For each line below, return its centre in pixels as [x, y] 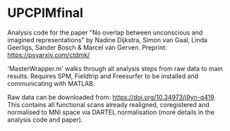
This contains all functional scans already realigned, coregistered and [108, 104]
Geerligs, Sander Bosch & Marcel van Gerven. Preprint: [87, 47]
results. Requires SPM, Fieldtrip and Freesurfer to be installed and [103, 76]
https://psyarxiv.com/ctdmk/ [49, 55]
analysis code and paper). [45, 119]
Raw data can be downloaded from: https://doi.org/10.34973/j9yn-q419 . [112, 97]
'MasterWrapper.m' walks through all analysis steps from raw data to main [115, 68]
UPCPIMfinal [45, 13]
